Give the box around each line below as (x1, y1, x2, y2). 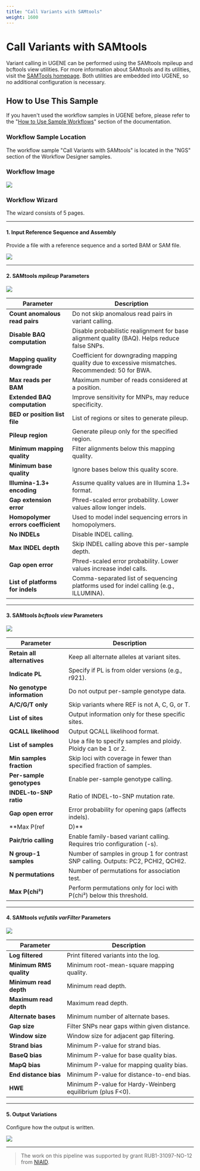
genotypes (9, 779, 40, 787)
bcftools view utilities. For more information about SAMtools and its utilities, (6, 66, 191, 73)
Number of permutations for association (68, 866, 180, 875)
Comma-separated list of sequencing (72, 574, 177, 582)
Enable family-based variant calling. (68, 832, 170, 841)
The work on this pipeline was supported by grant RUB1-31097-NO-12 (20, 1152, 192, 1160)
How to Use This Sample (6, 96, 99, 106)
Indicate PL (9, 670, 42, 678)
